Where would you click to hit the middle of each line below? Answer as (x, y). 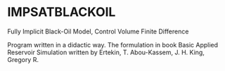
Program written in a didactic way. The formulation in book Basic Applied (113, 45)
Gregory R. (23, 59)
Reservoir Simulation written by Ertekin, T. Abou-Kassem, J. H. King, (106, 52)
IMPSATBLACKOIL (62, 12)
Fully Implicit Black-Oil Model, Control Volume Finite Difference (98, 31)
